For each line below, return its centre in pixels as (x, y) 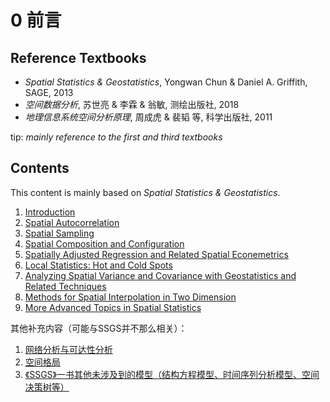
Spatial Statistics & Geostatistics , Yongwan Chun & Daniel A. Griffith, (166, 82)
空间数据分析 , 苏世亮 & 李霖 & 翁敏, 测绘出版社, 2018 (132, 104)
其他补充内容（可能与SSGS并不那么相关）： (99, 328)
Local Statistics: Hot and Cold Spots (98, 265)
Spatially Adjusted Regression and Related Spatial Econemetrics (156, 254)
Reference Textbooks (78, 57)
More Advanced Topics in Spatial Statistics (113, 307)
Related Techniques (65, 286)
